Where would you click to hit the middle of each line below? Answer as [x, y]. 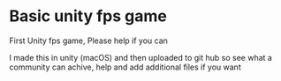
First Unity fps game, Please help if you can [88, 40]
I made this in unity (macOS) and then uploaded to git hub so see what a [140, 57]
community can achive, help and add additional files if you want [125, 67]
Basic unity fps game [88, 16]
